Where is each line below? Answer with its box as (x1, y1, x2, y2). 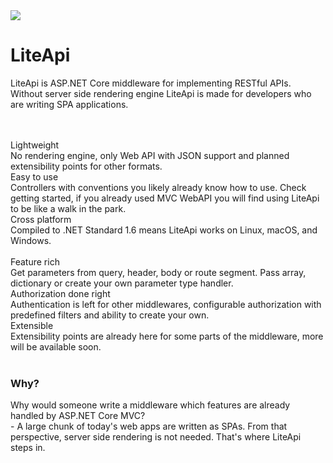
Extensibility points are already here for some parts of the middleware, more (10, 330, 324, 342)
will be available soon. (10, 340, 102, 353)
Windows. (10, 234, 52, 246)
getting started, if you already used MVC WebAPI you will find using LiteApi (10, 192, 320, 204)
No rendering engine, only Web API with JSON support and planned (10, 149, 290, 161)
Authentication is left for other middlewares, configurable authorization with (10, 298, 322, 310)
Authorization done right (10, 287, 111, 299)
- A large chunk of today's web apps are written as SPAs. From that (10, 420, 288, 433)
